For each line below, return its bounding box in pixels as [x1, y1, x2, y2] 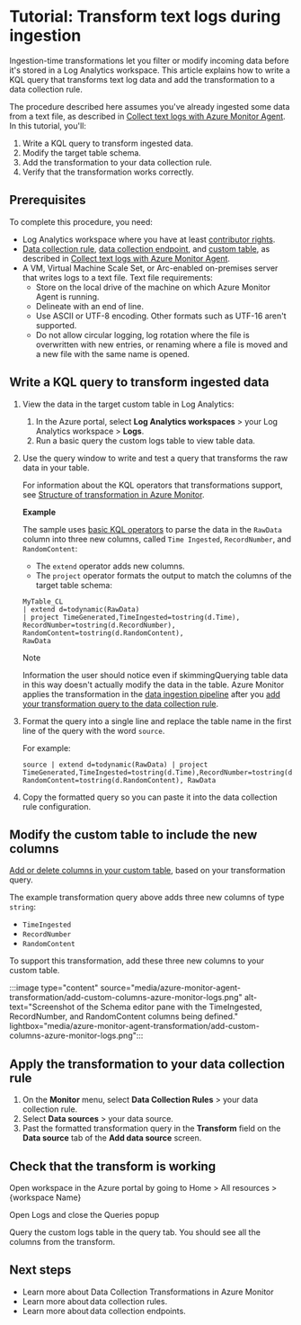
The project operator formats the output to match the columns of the [35, 569, 292, 581]
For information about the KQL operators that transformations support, [22, 479, 283, 490]
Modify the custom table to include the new [9, 827, 258, 842]
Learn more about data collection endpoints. [22, 1305, 186, 1316]
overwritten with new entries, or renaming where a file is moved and [35, 339, 288, 350]
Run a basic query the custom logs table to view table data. [35, 434, 256, 446]
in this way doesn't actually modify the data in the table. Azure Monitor [22, 679, 285, 690]
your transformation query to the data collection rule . [22, 698, 218, 709]
